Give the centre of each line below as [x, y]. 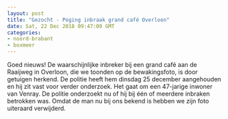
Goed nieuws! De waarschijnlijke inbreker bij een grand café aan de [102, 65]
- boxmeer [21, 45]
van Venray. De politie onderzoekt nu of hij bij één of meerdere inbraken [109, 94]
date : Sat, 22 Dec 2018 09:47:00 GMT [61, 26]
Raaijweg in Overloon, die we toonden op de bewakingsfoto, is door [103, 72]
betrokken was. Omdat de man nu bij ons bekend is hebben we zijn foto [108, 101]
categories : [24, 32]
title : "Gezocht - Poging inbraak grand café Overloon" [88, 20]
